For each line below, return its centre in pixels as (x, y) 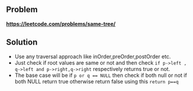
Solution (22, 43)
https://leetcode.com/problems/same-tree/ (61, 23)
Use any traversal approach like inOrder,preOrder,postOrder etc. (93, 56)
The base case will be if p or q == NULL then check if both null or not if (101, 75)
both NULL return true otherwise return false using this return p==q (97, 81)
